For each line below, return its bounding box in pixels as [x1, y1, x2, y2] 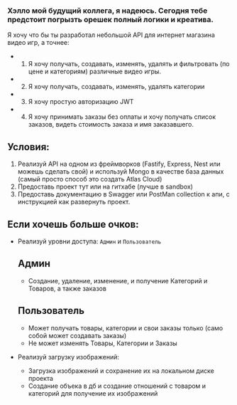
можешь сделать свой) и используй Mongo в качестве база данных [17, 167, 224, 176]
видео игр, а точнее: [7, 38, 70, 47]
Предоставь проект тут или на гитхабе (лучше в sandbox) [17, 182, 194, 191]
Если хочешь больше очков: [7, 218, 140, 230]
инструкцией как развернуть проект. [17, 198, 131, 206]
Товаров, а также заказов [28, 284, 106, 293]
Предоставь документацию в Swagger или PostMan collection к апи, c [17, 190, 230, 199]
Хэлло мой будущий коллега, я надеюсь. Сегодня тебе [7, 6, 208, 16]
